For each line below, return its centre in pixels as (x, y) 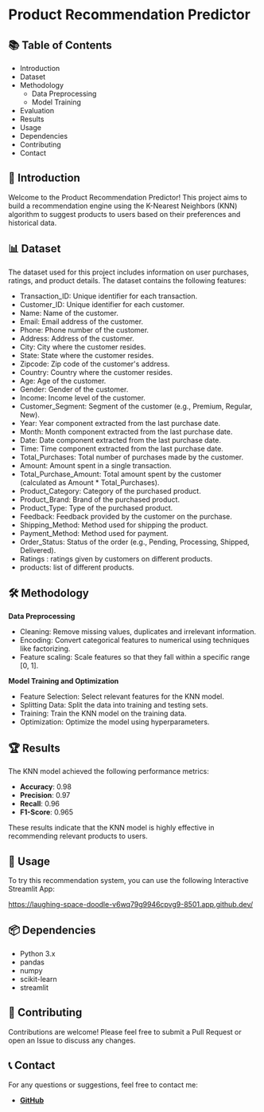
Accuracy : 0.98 (45, 787)
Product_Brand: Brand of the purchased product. (100, 499)
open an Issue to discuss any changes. (72, 1040)
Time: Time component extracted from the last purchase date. (122, 448)
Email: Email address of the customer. (82, 321)
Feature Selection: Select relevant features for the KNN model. (122, 696)
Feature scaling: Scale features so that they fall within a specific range (135, 657)
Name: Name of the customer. (69, 313)
